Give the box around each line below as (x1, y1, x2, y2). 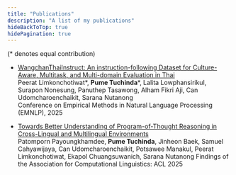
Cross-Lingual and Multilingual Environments (17, 130, 149, 138)
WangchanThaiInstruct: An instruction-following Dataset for (17, 63, 191, 72)
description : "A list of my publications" (7, 17, 135, 24)
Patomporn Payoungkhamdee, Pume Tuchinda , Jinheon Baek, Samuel (17, 137, 224, 146)
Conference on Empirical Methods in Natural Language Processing (17, 101, 213, 110)
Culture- (192, 63, 218, 72)
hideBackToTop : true (7, 23, 69, 30)
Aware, (17, 71, 39, 79)
